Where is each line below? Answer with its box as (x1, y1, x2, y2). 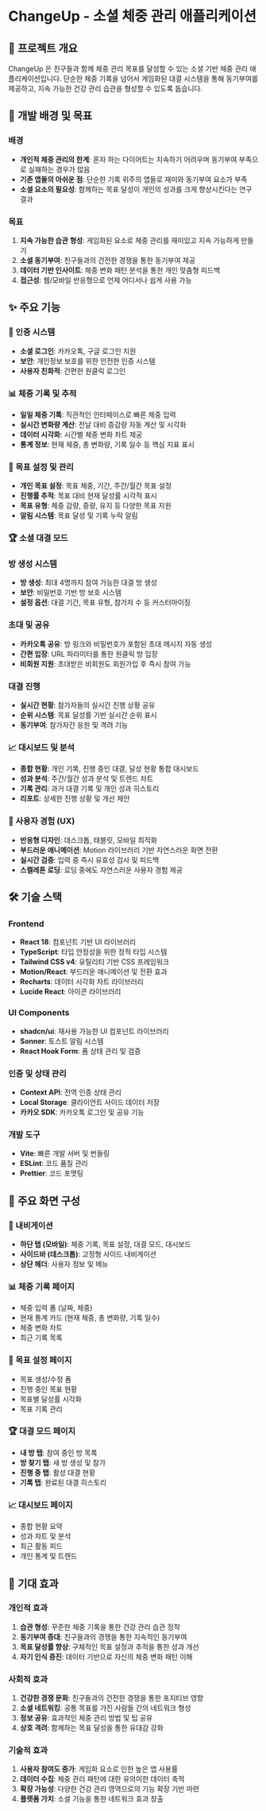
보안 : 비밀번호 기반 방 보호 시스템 (19, 588, 121, 597)
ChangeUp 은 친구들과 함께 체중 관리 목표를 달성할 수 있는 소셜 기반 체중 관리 (8, 64, 249, 73)
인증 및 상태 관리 (8, 1068, 67, 1079)
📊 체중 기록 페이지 (8, 1280, 75, 1292)
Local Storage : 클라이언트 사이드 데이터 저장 (19, 1097, 160, 1106)
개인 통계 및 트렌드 (19, 1551, 78, 1561)
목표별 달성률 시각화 (19, 1394, 82, 1404)
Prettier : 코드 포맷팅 (19, 1168, 83, 1178)
